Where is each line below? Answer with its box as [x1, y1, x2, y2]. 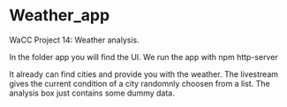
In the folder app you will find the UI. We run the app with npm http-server [9, 51, 278, 62]
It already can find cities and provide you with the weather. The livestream [9, 68, 279, 80]
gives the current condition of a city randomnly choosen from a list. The [9, 78, 271, 88]
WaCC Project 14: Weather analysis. [9, 34, 140, 45]
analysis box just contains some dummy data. [9, 88, 175, 98]
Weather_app [9, 5, 110, 26]
